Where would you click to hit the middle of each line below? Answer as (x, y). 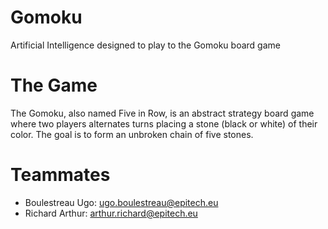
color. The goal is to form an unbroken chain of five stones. (132, 134)
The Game (54, 85)
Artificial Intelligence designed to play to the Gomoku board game (145, 45)
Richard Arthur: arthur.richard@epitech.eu (111, 213)
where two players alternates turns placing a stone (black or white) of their (164, 123)
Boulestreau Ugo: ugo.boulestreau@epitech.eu (121, 202)
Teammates (60, 175)
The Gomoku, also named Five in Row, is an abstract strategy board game (162, 113)
